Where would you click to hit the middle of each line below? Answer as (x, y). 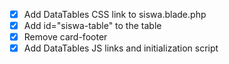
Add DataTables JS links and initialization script (121, 48)
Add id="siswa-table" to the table (92, 26)
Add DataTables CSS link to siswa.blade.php (115, 14)
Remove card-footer (65, 37)
